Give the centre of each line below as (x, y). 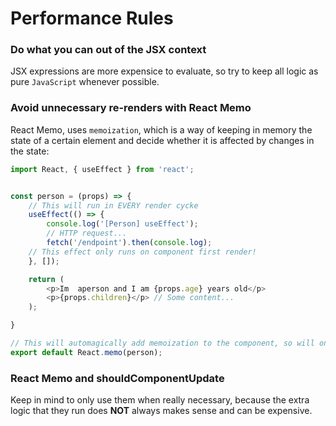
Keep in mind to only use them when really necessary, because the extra (160, 400)
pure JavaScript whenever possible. (85, 82)
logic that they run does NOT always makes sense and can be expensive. (161, 411)
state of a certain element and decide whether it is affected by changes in (162, 140)
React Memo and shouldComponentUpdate (117, 378)
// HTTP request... (87, 233)
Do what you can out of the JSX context (108, 50)
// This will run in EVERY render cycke (113, 205)
